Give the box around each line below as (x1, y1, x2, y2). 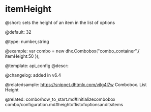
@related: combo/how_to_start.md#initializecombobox (5, 96, 116, 102)
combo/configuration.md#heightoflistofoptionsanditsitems (5, 101, 123, 107)
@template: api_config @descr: (5, 63, 69, 68)
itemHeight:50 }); (5, 53, 40, 59)
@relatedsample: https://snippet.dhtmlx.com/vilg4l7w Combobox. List (5, 82, 147, 88)
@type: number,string (5, 38, 49, 45)
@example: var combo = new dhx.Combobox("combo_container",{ (5, 48, 140, 54)
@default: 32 (5, 29, 31, 35)
